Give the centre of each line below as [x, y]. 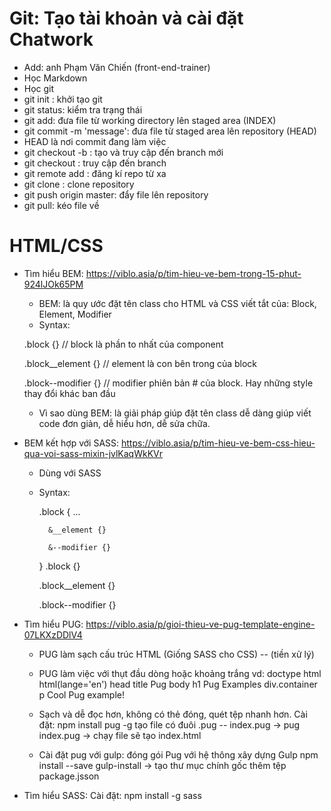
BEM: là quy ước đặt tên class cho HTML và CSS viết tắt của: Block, [177, 303]
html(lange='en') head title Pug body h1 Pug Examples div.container [178, 684]
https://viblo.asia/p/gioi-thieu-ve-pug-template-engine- [200, 624]
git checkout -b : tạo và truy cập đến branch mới [123, 152]
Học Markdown [55, 78]
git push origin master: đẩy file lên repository [116, 194]
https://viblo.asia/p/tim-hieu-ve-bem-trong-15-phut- [193, 273]
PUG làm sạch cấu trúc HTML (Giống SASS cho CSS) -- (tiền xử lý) [176, 654]
